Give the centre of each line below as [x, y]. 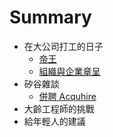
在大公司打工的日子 [63, 46]
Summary [50, 17]
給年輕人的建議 [54, 121]
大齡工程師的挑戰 [59, 108]
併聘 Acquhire [67, 96]
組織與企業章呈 [69, 71]
